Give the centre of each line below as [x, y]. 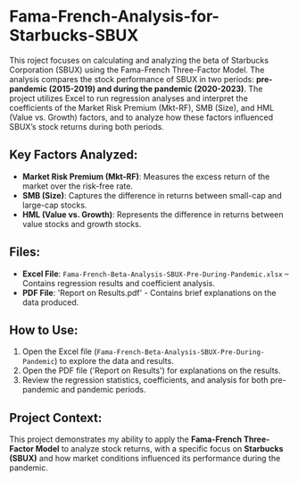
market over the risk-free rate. [78, 186]
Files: [25, 252]
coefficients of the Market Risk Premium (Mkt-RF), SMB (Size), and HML [142, 107]
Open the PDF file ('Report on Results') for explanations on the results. [151, 371]
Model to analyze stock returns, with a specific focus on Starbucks [159, 449]
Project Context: [56, 418]
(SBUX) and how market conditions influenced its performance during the [145, 459]
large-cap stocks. [54, 205]
